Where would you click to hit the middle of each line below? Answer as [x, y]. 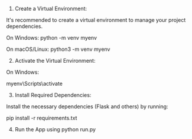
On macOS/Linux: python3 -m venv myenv [58, 49]
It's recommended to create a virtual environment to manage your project [96, 20]
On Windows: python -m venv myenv [51, 38]
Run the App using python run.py [55, 129]
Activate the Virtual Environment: [55, 61]
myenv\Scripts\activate [34, 83]
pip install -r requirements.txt [42, 118]
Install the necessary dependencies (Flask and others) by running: [87, 106]
